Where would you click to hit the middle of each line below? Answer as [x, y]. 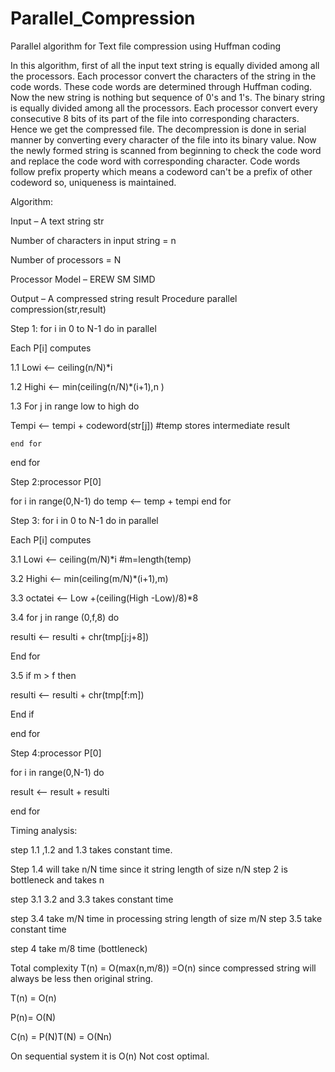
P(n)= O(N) [33, 1017]
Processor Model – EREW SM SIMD [83, 279]
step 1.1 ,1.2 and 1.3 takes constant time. [91, 849]
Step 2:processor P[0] [56, 481]
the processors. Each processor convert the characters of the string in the [163, 76]
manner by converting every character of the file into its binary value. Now [163, 139]
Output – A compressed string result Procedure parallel [124, 298]
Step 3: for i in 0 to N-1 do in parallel [84, 520]
